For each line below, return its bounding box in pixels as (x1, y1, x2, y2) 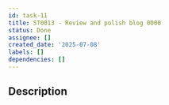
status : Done (8, 26, 52, 34)
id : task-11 (8, 11, 48, 20)
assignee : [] (8, 33, 52, 42)
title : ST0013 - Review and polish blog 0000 (8, 19, 161, 27)
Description (8, 84, 67, 99)
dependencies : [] (8, 56, 66, 64)
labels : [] (8, 48, 44, 56)
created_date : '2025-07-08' (8, 41, 102, 49)
